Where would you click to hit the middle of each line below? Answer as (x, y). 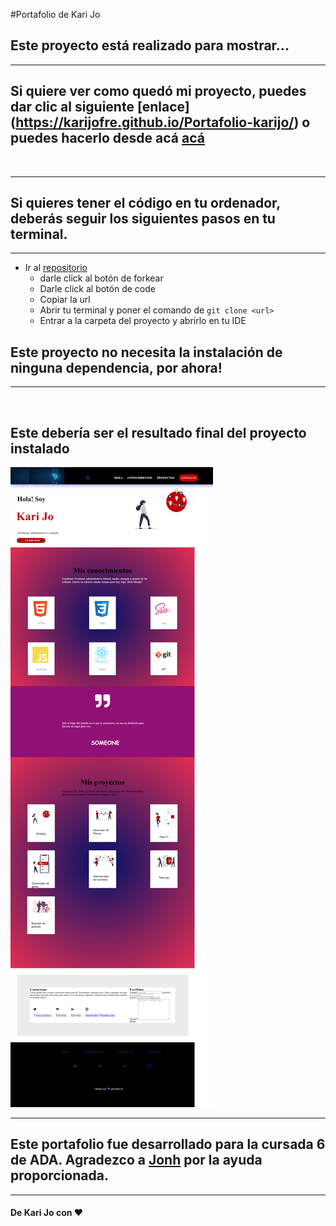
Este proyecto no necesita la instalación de (146, 352)
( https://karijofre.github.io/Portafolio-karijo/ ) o (160, 122)
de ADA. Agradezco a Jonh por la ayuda (136, 1160)
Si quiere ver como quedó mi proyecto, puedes (158, 91)
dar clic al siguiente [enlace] (100, 107)
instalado (40, 448)
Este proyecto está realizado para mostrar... (150, 45)
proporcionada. (59, 1175)
